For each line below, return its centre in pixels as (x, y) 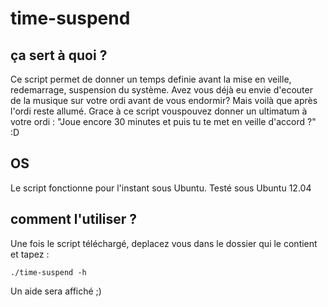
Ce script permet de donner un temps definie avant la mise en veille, (151, 79)
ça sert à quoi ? (59, 55)
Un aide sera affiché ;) (56, 291)
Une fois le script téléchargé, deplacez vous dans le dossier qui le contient (164, 243)
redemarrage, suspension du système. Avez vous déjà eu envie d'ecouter (161, 90)
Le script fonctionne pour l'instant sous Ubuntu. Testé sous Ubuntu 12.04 (161, 188)
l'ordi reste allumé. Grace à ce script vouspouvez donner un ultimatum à (159, 111)
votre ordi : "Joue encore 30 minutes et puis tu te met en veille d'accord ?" (163, 121)
